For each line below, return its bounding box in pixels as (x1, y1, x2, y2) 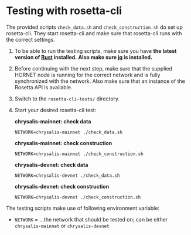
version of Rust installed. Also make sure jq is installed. (14, 53, 152, 61)
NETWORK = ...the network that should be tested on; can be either (14, 216, 168, 223)
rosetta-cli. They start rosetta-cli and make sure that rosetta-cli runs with (6, 29, 182, 36)
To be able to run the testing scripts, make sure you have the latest (14, 47, 177, 54)
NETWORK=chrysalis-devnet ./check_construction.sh (14, 194, 141, 200)
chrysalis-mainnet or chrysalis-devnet (14, 222, 110, 229)
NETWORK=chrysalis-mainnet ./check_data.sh (14, 129, 123, 135)
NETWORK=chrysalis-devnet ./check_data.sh (14, 172, 120, 179)
